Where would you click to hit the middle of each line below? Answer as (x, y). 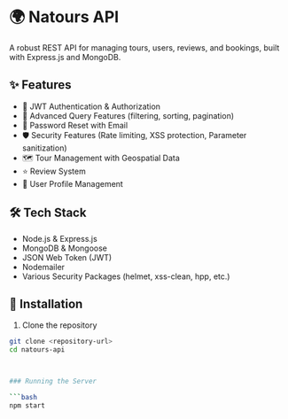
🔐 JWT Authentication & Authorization (91, 106)
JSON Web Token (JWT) (67, 257)
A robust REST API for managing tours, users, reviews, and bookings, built (144, 47)
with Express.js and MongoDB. (65, 57)
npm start (27, 405)
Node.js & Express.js (59, 238)
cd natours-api (37, 350)
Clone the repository (59, 325)
